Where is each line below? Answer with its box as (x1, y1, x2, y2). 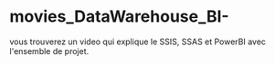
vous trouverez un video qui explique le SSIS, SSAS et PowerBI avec (9, 36, 267, 47)
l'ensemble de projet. (9, 45, 90, 56)
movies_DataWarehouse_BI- (9, 6, 230, 27)
